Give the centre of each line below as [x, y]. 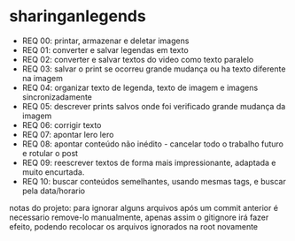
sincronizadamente [57, 97]
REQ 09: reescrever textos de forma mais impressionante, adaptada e [149, 162]
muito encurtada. [53, 172]
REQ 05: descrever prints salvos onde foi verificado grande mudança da [154, 106]
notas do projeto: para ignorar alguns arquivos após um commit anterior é [144, 207]
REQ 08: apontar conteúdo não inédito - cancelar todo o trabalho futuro [152, 144]
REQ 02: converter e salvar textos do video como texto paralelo [138, 59]
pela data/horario [54, 191]
